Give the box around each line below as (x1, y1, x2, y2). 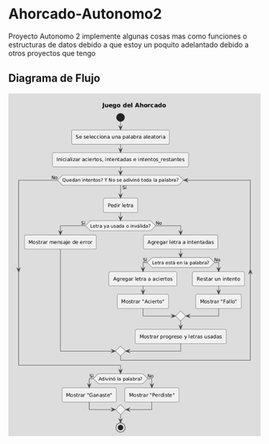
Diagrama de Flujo (8, 71, 101, 85)
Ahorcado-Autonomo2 (8, 5, 163, 23)
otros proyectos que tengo (8, 48, 96, 58)
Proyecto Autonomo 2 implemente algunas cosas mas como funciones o (8, 31, 247, 41)
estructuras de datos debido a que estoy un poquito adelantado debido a (8, 39, 250, 49)
